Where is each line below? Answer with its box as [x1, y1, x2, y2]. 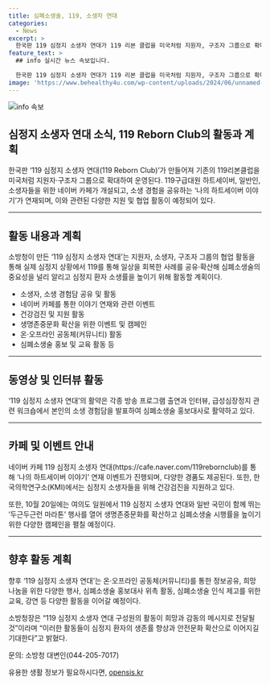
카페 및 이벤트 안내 [8, 439, 94, 453]
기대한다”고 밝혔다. [8, 633, 68, 642]
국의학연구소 [8, 482, 48, 492]
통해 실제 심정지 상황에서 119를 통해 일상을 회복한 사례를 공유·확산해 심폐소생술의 [8, 262, 261, 272]
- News [15, 27, 38, 35]
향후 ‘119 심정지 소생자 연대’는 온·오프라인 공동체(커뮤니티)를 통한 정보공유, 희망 [8, 576, 257, 585]
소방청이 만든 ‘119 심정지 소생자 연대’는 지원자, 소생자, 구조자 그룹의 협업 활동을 [8, 252, 256, 262]
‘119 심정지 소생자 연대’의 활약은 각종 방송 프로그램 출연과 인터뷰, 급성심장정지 [8, 396, 252, 406]
